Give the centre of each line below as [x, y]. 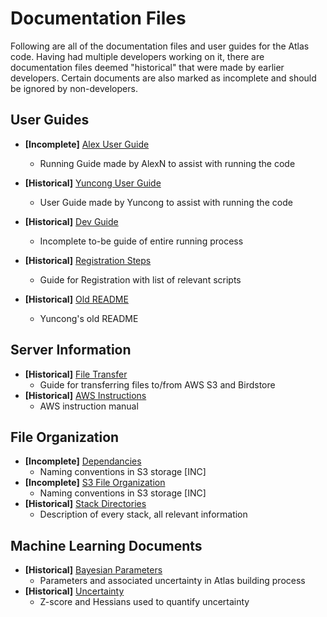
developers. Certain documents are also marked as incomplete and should [163, 78]
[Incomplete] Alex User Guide [87, 144]
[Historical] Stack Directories [85, 504]
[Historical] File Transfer [76, 374]
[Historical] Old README [76, 299]
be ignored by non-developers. [74, 88]
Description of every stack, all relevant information [143, 514]
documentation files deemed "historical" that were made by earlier [147, 67]
